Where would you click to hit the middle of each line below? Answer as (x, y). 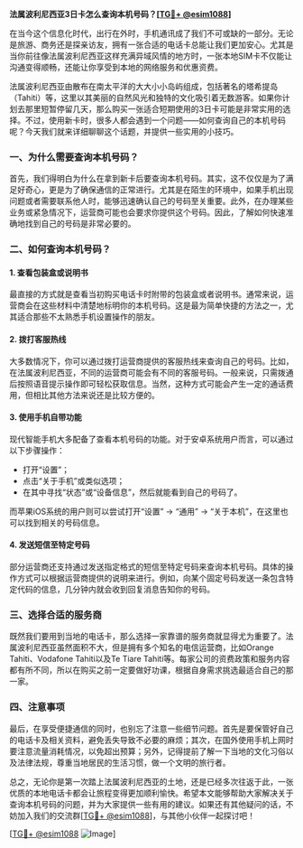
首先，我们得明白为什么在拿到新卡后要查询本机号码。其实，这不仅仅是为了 (147, 179)
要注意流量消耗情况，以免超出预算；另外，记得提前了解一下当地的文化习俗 (147, 751)
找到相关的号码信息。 (64, 522)
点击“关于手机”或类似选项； (73, 480)
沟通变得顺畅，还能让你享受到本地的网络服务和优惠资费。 (116, 67)
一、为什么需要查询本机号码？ (74, 157)
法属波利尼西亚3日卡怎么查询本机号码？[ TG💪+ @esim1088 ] (120, 14)
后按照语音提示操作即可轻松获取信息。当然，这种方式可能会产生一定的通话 (147, 384)
